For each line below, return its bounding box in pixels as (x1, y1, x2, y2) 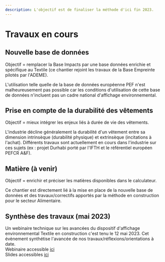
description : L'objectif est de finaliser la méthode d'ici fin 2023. (5, 7, 154, 12)
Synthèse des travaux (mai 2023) (5, 212, 110, 220)
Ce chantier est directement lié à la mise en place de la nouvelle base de (5, 187, 153, 193)
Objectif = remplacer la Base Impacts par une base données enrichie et (5, 61, 151, 67)
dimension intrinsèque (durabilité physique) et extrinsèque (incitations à (5, 134, 152, 140)
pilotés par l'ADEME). (5, 72, 49, 78)
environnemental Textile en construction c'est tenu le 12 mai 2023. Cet (5, 231, 149, 237)
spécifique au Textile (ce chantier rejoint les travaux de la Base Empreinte (5, 66, 155, 72)
